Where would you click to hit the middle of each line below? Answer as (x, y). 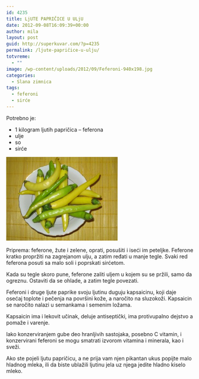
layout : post (22, 38)
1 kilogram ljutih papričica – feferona (59, 129)
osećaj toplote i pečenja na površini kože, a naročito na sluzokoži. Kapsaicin (99, 298)
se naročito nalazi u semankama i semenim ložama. (69, 305)
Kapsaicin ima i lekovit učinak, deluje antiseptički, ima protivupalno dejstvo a (99, 316)
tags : (13, 88)
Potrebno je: (21, 118)
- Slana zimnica (31, 82)
